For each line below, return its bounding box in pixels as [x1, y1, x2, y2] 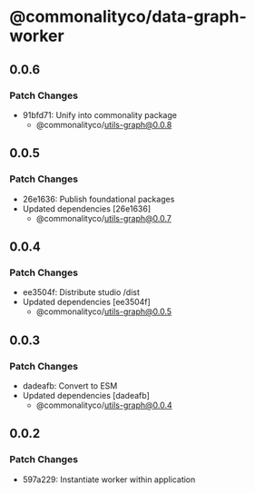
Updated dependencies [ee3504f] [22, 297, 152, 308]
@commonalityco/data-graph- [9, 6, 247, 27]
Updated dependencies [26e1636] [22, 203, 152, 214]
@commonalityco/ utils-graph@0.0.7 [35, 212, 172, 223]
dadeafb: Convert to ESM [22, 380, 118, 391]
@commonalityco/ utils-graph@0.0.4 [35, 400, 172, 410]
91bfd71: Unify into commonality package [22, 109, 177, 120]
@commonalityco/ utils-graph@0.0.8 [35, 119, 172, 130]
